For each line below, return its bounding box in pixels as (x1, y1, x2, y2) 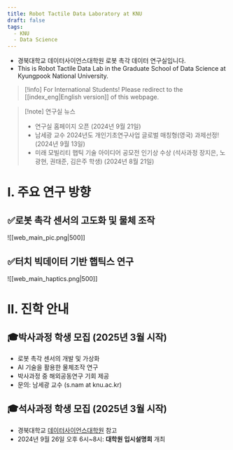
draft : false (7, 17, 45, 24)
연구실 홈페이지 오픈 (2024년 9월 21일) (34, 122, 141, 130)
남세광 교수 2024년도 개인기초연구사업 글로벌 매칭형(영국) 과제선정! (34, 131, 219, 139)
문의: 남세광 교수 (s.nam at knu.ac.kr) (17, 380, 122, 389)
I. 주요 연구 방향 (7, 184, 91, 200)
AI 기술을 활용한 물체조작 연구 (17, 362, 99, 371)
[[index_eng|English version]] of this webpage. (24, 93, 160, 102)
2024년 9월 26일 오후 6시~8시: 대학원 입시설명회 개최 (17, 435, 166, 443)
